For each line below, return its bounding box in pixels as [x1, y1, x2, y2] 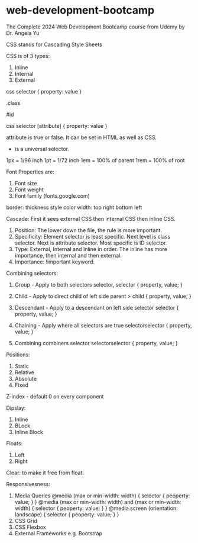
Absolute [14, 375, 37, 382]
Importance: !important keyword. [14, 258, 95, 265]
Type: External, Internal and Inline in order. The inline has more [14, 245, 167, 252]
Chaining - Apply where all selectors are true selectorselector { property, [14, 322, 192, 329]
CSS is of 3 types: [6, 52, 50, 59]
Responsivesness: [6, 480, 50, 487]
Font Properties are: [6, 168, 55, 175]
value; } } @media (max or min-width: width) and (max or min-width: [14, 498, 181, 505]
